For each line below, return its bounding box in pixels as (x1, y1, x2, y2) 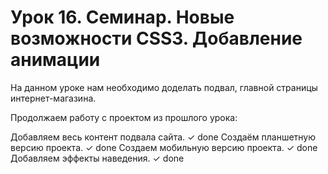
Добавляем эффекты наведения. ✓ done (10, 152, 185, 164)
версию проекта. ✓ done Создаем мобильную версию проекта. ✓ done (10, 141, 318, 153)
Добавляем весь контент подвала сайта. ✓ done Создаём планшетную (10, 131, 316, 143)
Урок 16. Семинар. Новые (10, 6, 235, 29)
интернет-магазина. (10, 92, 97, 104)
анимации (10, 49, 101, 71)
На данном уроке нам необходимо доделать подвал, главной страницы (10, 81, 318, 93)
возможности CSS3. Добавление (10, 27, 303, 50)
